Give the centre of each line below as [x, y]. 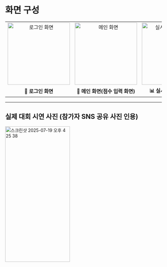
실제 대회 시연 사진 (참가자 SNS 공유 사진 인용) [72, 117]
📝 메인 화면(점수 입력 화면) [106, 91]
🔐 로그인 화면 [39, 91]
